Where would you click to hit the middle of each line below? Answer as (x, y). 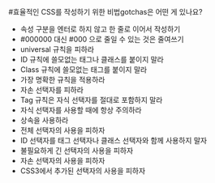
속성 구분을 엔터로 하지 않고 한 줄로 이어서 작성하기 (100, 29)
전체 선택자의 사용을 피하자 (62, 130)
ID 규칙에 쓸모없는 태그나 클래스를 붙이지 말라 (92, 60)
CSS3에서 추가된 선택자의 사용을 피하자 (83, 171)
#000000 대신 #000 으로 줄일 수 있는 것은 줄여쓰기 (102, 39)
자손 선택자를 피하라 (52, 90)
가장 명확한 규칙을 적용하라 (62, 80)
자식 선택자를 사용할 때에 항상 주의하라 (81, 110)
